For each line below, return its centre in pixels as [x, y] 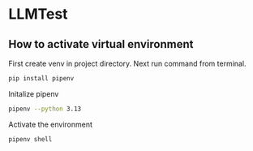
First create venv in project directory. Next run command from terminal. [127, 63]
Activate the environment [51, 124]
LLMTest [38, 14]
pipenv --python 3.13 [45, 109]
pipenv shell [30, 139]
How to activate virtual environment [101, 44]
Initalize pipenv [34, 93]
